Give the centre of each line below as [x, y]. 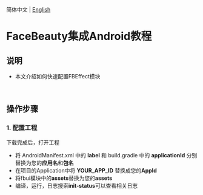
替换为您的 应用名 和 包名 [44, 163]
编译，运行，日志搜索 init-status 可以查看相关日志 [76, 185]
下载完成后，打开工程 [33, 142]
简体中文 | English [28, 9]
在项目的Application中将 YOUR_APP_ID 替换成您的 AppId [86, 170]
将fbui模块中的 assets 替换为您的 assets [64, 178]
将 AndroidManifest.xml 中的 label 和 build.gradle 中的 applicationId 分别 [106, 155]
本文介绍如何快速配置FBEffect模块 [58, 76]
